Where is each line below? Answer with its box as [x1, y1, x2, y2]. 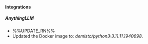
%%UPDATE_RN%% [12, 28, 56, 34]
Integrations [5, 4, 31, 10]
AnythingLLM [5, 15, 34, 21]
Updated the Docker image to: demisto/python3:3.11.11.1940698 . [12, 33, 143, 39]
